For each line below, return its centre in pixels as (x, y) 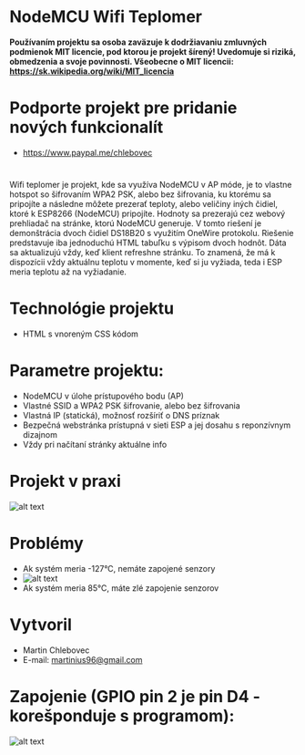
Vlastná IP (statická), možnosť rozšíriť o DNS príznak (121, 415)
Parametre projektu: (86, 371)
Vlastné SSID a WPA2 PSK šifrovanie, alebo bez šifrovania (132, 405)
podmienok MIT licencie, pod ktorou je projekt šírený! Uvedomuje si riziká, (152, 51)
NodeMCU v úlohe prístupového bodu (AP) (103, 396)
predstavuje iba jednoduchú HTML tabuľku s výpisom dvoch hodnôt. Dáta (148, 243)
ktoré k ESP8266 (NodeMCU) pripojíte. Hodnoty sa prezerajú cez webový (147, 214)
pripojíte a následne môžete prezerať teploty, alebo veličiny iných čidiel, (144, 204)
